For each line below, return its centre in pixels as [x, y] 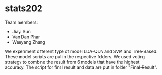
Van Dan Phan [26, 37]
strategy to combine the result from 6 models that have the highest [72, 62]
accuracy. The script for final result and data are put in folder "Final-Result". [81, 67]
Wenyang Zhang [29, 42]
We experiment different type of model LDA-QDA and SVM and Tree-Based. [81, 51]
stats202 [24, 9]
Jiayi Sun [21, 31]
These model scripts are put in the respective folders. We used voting [75, 56]
